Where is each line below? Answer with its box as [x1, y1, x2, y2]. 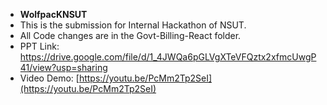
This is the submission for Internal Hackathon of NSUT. [19, 19, 247, 31]
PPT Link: [19, 40, 60, 52]
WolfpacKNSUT [19, 9, 88, 20]
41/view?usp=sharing [19, 62, 108, 73]
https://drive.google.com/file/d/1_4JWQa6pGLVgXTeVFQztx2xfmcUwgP [19, 51, 317, 63]
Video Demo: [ [19, 72, 80, 84]
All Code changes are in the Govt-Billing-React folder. [19, 30, 242, 41]
